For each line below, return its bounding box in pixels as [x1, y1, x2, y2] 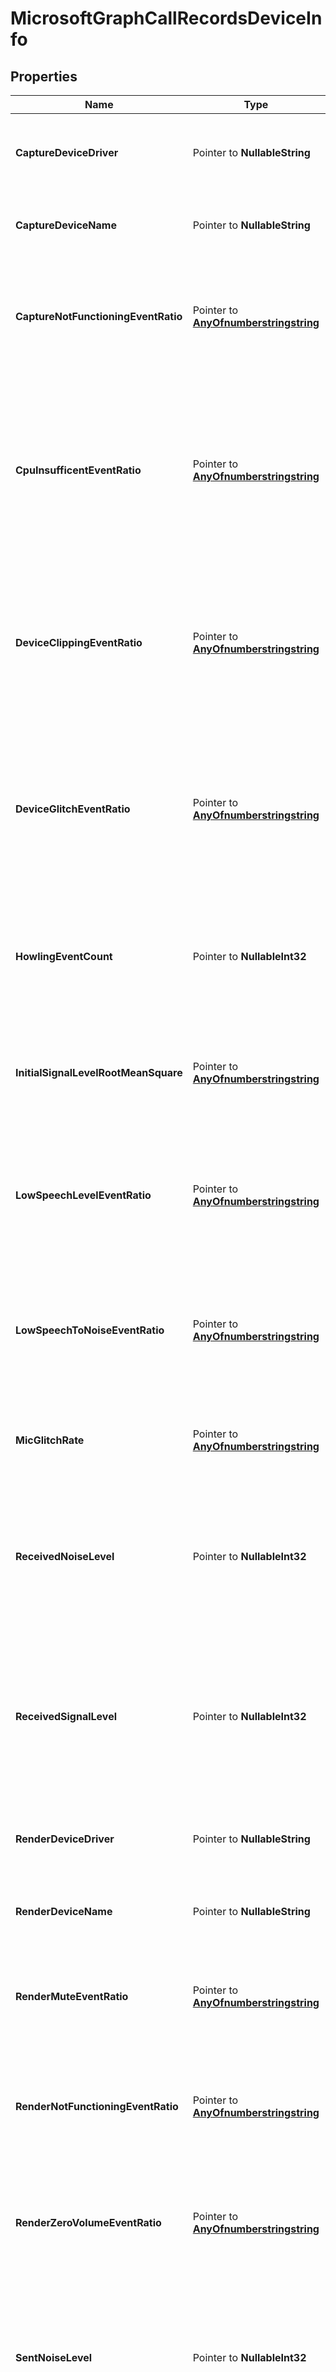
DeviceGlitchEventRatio [15, 802, 131, 816]
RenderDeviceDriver [15, 1832, 115, 1846]
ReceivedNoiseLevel [15, 1550, 115, 1563]
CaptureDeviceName [15, 218, 117, 232]
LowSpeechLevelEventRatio [15, 1188, 152, 1202]
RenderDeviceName [15, 1905, 113, 1918]
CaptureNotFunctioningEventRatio [15, 310, 183, 323]
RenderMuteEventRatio [15, 1990, 129, 2003]
